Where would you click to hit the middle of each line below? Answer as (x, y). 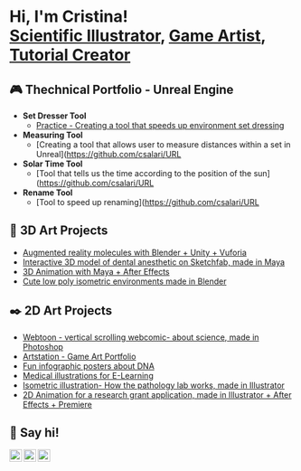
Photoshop (42, 346)
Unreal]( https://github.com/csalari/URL (108, 154)
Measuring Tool (52, 135)
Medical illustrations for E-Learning (88, 375)
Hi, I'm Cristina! (69, 17)
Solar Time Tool (52, 164)
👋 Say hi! (34, 433)
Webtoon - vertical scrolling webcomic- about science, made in (141, 337)
